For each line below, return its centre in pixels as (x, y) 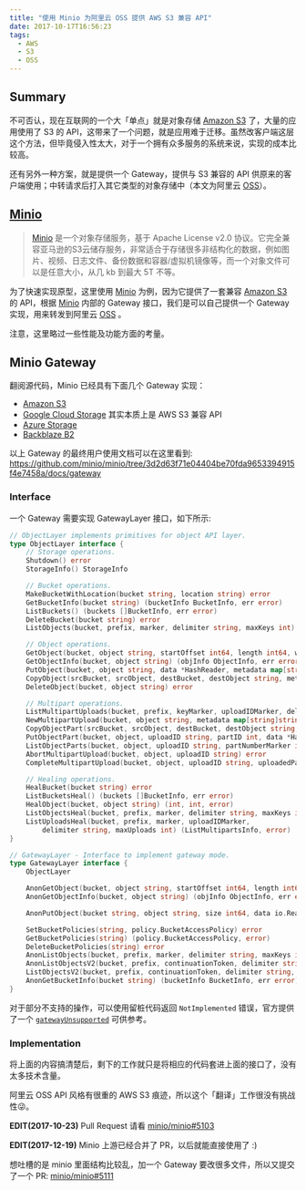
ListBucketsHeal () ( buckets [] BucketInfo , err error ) (130, 796)
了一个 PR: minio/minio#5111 (61, 1176)
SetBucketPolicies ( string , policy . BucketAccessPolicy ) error (144, 930)
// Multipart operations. (75, 703)
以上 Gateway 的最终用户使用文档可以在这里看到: (101, 453)
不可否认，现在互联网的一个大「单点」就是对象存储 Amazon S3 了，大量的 (149, 120)
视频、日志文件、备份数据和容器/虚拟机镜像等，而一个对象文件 (165, 260)
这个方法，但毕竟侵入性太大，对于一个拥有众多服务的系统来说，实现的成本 (149, 143)
